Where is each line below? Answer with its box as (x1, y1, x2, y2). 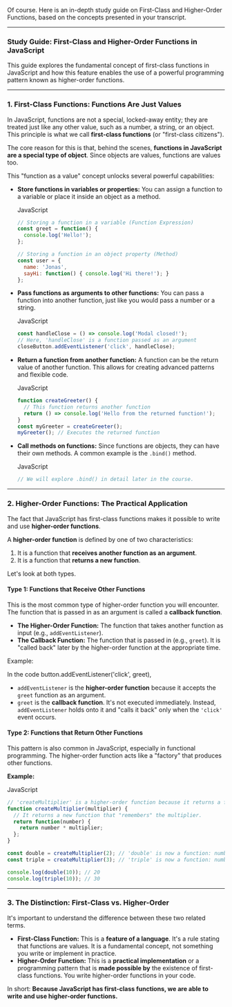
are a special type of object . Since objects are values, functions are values (7, 151, 221, 159)
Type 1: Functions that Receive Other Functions (7, 585, 146, 594)
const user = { (17, 257, 61, 264)
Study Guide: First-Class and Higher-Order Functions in (7, 37, 198, 46)
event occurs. (17, 713, 57, 721)
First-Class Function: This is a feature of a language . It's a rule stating (17, 934, 220, 943)
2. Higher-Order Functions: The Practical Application (7, 499, 188, 509)
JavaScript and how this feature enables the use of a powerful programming (7, 68, 224, 77)
